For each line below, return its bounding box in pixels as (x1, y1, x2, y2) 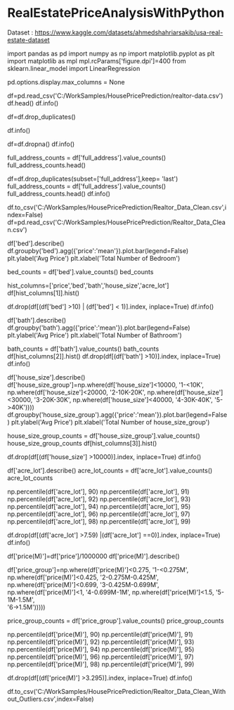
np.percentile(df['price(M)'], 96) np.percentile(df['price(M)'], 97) (7, 652, 195, 661)
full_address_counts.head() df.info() (7, 189, 111, 198)
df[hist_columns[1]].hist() (7, 288, 79, 297)
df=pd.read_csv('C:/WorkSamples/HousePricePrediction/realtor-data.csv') (7, 91, 223, 100)
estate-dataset (7, 35, 51, 44)
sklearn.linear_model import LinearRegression (7, 64, 141, 72)
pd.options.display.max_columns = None (7, 77, 125, 86)
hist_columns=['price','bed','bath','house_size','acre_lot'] (7, 281, 169, 290)
